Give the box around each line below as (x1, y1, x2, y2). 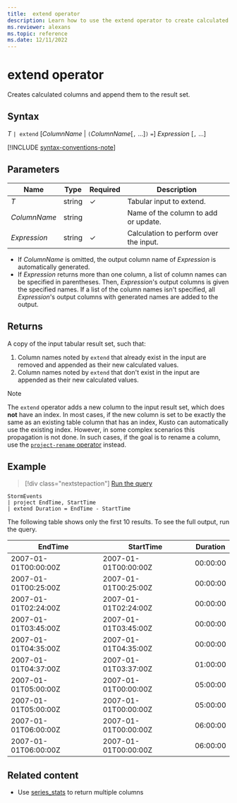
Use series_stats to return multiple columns (17, 788, 144, 797)
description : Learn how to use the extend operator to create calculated (7, 17, 229, 24)
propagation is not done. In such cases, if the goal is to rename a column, (7, 433, 221, 441)
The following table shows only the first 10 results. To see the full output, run (7, 518, 230, 526)
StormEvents (7, 493, 42, 500)
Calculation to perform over (127, 228, 219, 238)
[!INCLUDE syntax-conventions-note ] (7, 143, 116, 152)
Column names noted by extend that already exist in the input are (17, 353, 207, 361)
